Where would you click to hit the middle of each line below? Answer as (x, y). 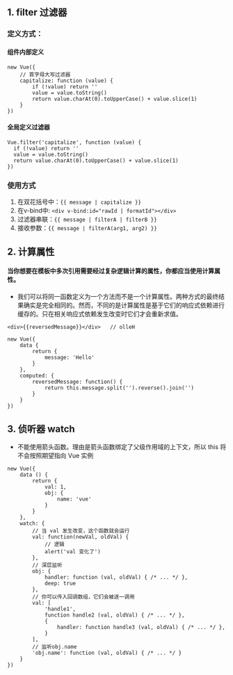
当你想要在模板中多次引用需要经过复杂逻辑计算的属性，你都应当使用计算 (111, 271)
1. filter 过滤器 (37, 13)
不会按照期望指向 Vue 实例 (55, 456)
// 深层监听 (47, 565)
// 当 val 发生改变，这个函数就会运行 (81, 531)
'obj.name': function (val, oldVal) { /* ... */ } (107, 653)
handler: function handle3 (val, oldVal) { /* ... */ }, (141, 628)
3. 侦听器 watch (41, 429)
